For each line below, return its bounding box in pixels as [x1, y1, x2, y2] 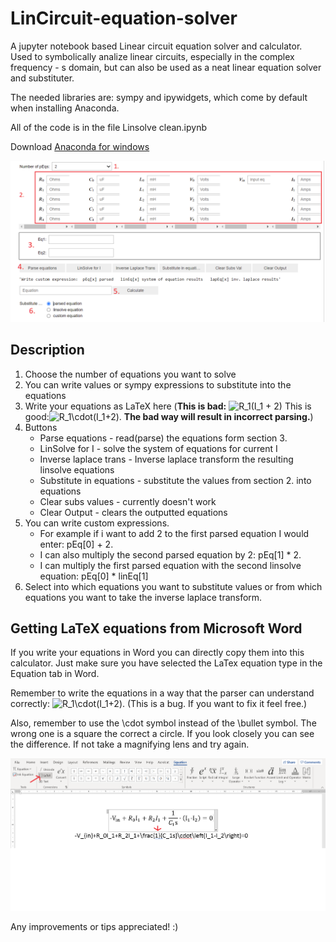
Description [10, 342, 85, 359]
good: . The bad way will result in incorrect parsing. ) [24, 410, 314, 422]
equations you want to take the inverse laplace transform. [24, 591, 263, 603]
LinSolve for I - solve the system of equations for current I [39, 442, 278, 454]
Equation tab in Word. [10, 668, 100, 680]
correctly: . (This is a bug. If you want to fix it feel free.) [10, 698, 308, 710]
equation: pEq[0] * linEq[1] [39, 570, 149, 582]
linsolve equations [39, 463, 115, 476]
